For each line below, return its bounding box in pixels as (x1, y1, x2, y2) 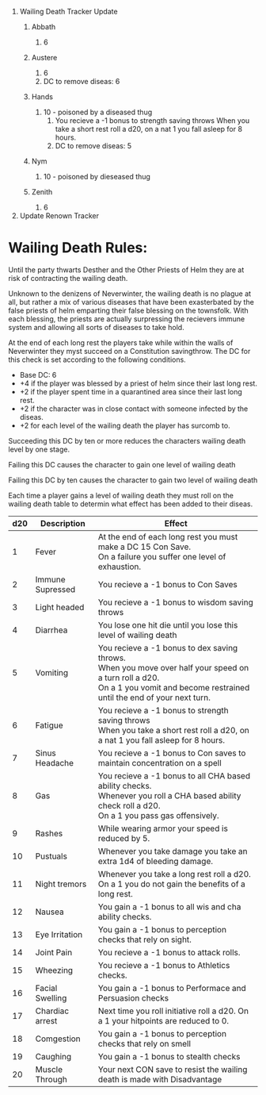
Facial (35, 982, 58, 993)
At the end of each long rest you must (97, 531, 238, 542)
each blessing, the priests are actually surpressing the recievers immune (8, 313, 245, 324)
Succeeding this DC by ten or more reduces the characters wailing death (8, 436, 246, 445)
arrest (35, 1015, 58, 1026)
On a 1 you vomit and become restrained (97, 682, 250, 693)
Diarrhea (35, 624, 68, 636)
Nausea (35, 906, 65, 917)
